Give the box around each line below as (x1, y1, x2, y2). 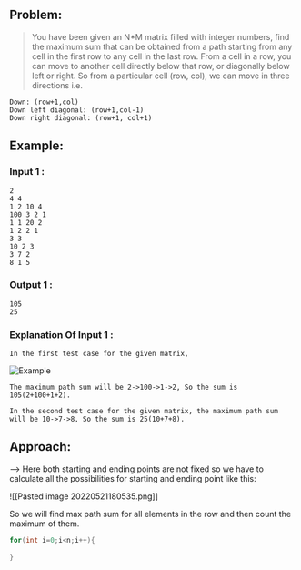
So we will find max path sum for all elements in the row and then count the (9, 508, 292, 519)
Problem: (9, 7, 63, 23)
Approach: (9, 439, 71, 454)
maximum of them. (9, 518, 80, 529)
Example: (9, 138, 64, 154)
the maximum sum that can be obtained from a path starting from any (31, 41, 293, 52)
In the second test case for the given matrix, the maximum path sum (9, 407, 279, 416)
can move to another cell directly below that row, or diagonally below (31, 60, 290, 71)
